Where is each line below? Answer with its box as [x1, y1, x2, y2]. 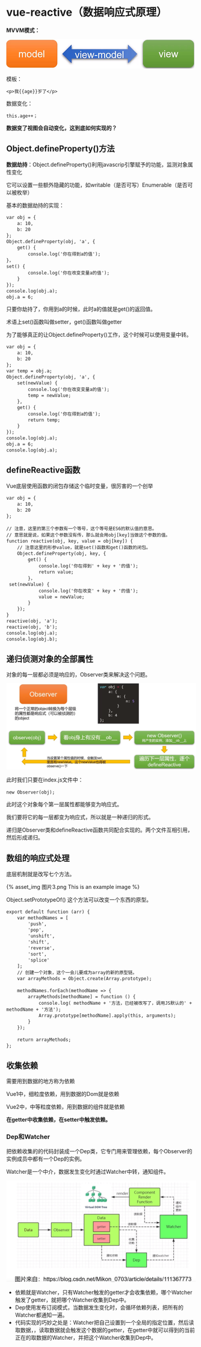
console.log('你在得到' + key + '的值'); [38, 562, 138, 569]
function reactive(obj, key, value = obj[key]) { [6, 538, 134, 544]
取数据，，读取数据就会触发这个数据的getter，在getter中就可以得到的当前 [14, 1326, 196, 1334]
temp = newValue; [28, 392, 71, 398]
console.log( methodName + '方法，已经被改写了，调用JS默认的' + [38, 1000, 193, 1006]
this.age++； [6, 113, 38, 119]
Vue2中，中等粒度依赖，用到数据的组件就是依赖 [6, 1103, 125, 1110]
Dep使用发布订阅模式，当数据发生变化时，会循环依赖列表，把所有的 [14, 1304, 184, 1311]
